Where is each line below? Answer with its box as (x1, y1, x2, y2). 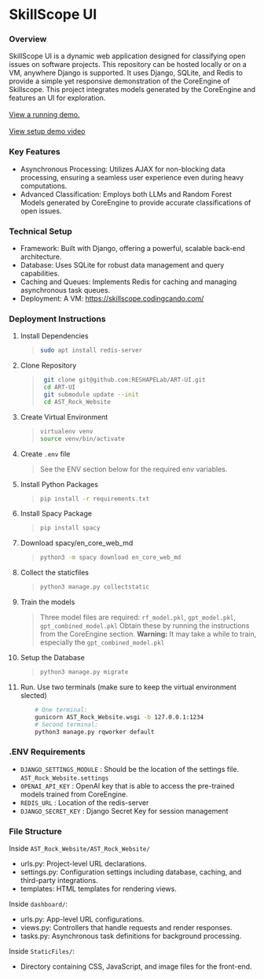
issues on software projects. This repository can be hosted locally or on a (9, 60, 247, 69)
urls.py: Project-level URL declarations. (20, 859, 148, 868)
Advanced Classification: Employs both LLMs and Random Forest (20, 189, 233, 198)
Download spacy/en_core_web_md (20, 538, 134, 548)
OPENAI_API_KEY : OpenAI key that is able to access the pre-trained (20, 781, 235, 790)
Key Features (9, 146, 61, 157)
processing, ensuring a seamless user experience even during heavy (20, 172, 244, 182)
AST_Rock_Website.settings (20, 774, 109, 782)
